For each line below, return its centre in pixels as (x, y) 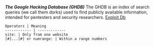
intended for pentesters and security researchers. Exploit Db (65, 17)
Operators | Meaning (26, 26)
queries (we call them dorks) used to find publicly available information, (77, 12)
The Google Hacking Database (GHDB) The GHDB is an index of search (77, 7)
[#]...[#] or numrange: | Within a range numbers (56, 39)
